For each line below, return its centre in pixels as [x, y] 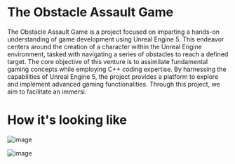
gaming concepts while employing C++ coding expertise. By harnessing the [117, 69]
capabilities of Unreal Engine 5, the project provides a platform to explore [113, 76]
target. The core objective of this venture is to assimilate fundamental [108, 61]
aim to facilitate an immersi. [47, 92]
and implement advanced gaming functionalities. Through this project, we [114, 84]
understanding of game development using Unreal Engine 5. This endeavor [116, 39]
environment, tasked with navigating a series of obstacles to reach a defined [118, 54]
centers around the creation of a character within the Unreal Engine [105, 46]
